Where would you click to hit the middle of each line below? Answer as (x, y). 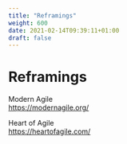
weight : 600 (28, 23)
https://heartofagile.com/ (50, 131)
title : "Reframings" (43, 16)
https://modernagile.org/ (49, 107)
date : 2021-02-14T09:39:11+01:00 (64, 30)
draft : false (30, 38)
